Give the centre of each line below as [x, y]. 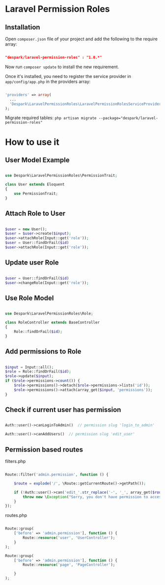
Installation [23, 27]
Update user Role [32, 263]
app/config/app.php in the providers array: [48, 81]
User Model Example [37, 160]
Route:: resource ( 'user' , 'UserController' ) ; [69, 538]
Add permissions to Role [43, 352]
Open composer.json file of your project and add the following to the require [82, 39]
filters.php [15, 461]
